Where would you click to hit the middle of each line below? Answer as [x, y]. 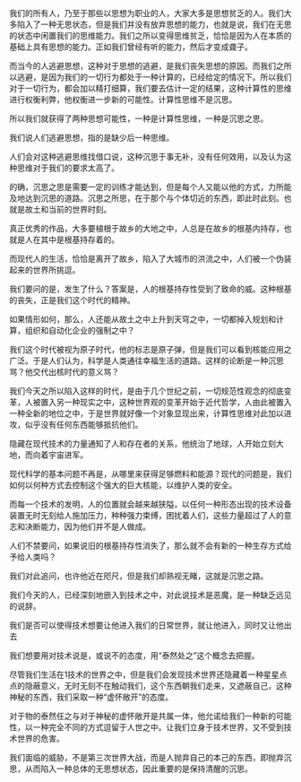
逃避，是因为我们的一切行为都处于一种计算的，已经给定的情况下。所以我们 [154, 77]
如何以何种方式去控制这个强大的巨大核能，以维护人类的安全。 [123, 485]
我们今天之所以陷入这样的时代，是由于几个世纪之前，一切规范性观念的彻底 [146, 391]
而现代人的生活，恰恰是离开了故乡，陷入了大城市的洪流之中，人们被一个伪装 [150, 259]
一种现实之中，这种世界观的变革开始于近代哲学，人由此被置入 [178, 402]
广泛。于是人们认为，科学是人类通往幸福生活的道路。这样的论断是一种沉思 [146, 361]
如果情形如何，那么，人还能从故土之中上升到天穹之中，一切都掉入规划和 [142, 319]
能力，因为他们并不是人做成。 [95, 526]
